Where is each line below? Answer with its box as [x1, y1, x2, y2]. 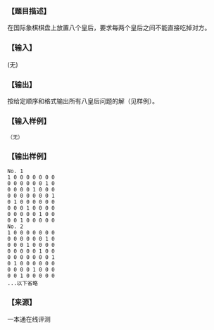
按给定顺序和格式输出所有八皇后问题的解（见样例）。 [7, 96, 158, 105]
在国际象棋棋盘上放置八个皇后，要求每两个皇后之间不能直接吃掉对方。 [7, 23, 211, 32]
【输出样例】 [7, 151, 51, 161]
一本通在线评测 [7, 315, 51, 323]
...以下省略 [7, 280, 39, 287]
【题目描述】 [7, 6, 51, 15]
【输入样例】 [7, 116, 51, 126]
